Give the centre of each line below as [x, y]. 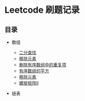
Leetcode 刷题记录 [42, 10]
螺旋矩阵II [29, 83]
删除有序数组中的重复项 [42, 65]
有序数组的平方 [34, 71]
